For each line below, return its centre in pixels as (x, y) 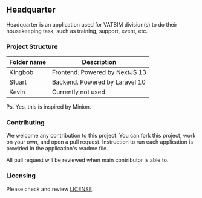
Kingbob (21, 72)
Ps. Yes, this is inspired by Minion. (49, 107)
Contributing (25, 123)
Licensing (21, 176)
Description (99, 62)
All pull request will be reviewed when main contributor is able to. (87, 160)
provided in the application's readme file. (57, 148)
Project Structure (32, 46)
